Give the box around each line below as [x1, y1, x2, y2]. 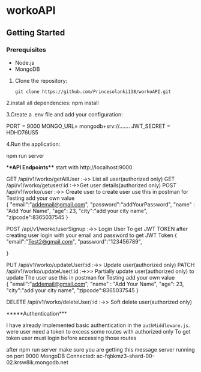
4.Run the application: [6, 140, 61, 148]
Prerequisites [6, 46, 46, 54]
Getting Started [6, 28, 65, 38]
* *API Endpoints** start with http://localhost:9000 [6, 163, 133, 171]
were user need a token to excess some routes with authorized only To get [6, 328, 191, 335]
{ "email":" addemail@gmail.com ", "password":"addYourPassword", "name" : [6, 200, 195, 208]
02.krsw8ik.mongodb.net [6, 358, 69, 366]
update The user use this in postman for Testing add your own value [6, 274, 175, 281]
